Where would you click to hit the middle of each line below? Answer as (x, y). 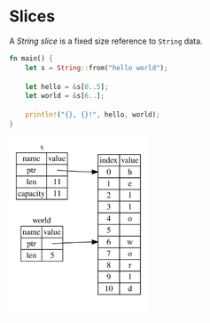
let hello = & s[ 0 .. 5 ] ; (67, 86)
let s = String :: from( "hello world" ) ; (97, 68)
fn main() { (31, 58)
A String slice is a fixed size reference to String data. (106, 41)
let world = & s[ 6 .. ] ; (65, 96)
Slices (32, 16)
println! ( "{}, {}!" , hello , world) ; (93, 115)
